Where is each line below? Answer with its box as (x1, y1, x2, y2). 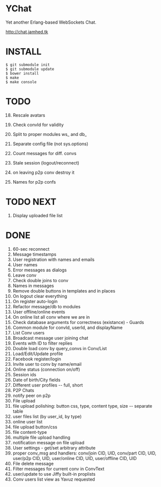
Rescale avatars (12, 112, 46, 118)
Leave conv (12, 272, 36, 278)
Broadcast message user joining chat (12, 335, 89, 341)
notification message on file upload (12, 439, 85, 446)
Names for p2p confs (12, 179, 56, 185)
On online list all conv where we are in (12, 314, 90, 320)
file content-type (12, 429, 47, 435)
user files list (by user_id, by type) (12, 413, 82, 419)
